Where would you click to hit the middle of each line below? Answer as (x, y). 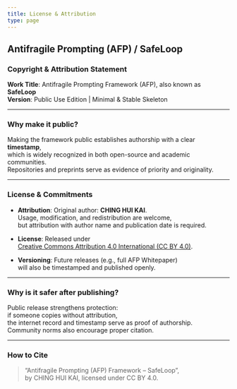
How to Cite (28, 355)
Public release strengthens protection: (63, 308)
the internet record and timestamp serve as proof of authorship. (100, 323)
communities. (27, 162)
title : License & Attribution (52, 14)
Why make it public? (43, 124)
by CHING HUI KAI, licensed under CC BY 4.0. (91, 378)
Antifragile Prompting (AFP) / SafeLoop (95, 49)
